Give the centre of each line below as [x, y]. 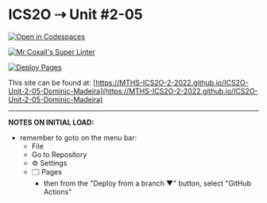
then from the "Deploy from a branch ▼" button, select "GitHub [147, 183]
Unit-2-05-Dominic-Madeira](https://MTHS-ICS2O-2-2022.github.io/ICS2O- [133, 91]
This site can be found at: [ [52, 82]
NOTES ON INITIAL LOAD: [51, 122]
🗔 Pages [46, 171]
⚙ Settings [49, 163]
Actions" [58, 191]
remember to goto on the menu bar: [78, 137]
